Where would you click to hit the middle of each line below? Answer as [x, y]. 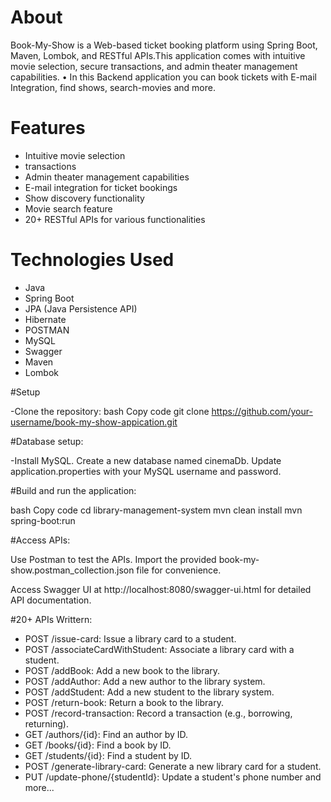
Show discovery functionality [84, 198]
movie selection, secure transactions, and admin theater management [154, 66]
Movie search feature [68, 208]
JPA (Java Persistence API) [81, 308]
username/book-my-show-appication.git [94, 422]
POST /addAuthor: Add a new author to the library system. [145, 681]
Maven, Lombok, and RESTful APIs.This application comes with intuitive [158, 55]
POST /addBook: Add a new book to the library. [122, 670]
